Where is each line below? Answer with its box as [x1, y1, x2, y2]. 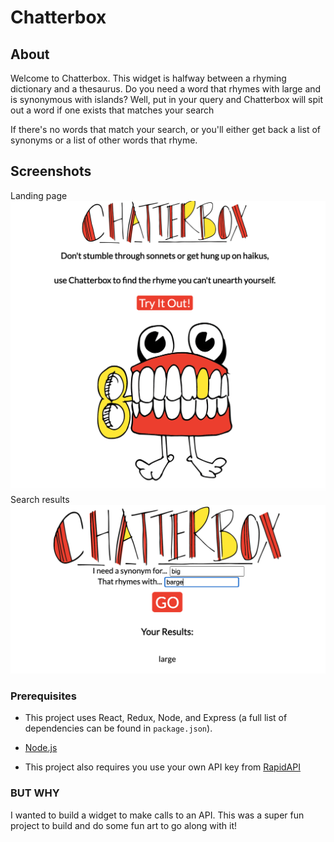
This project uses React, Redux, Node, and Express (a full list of [24, 712, 288, 724]
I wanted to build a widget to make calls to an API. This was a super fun [10, 809, 305, 821]
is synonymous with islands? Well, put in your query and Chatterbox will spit [10, 94, 324, 105]
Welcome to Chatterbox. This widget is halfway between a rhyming [10, 72, 287, 84]
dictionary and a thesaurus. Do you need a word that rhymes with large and [10, 83, 322, 95]
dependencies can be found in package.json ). [24, 722, 213, 735]
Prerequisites [10, 689, 77, 703]
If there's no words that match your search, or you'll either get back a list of [10, 124, 321, 135]
